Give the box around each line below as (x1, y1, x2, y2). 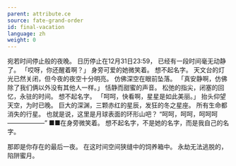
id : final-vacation (7, 23, 65, 30)
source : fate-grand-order (7, 17, 83, 24)
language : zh (7, 30, 46, 37)
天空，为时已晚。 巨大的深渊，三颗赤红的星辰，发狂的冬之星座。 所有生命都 (7, 101, 228, 109)
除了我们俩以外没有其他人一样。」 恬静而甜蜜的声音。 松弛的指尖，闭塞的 (7, 83, 218, 92)
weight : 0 (7, 37, 37, 44)
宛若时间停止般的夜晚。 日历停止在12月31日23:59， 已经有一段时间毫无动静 (7, 57, 226, 66)
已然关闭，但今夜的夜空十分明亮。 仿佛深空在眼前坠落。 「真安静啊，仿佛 (13, 75, 228, 83)
